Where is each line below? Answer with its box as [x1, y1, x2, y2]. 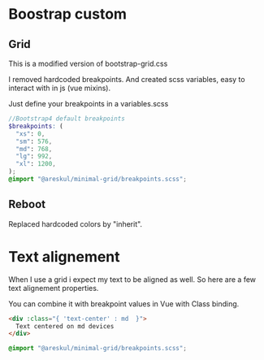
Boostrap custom [8, 5, 128, 24]
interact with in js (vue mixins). [8, 83, 111, 93]
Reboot [8, 197, 46, 211]
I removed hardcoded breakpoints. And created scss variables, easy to [8, 75, 245, 84]
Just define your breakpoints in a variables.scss [8, 99, 169, 108]
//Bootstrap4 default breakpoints [8, 115, 126, 123]
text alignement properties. [8, 283, 99, 293]
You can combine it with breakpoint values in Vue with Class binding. [8, 298, 240, 309]
